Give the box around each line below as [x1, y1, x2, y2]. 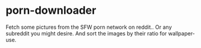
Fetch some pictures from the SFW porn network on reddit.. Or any [5, 23, 173, 31]
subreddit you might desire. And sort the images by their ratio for [5, 29, 167, 37]
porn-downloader [5, 4, 97, 17]
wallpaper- [168, 29, 196, 37]
